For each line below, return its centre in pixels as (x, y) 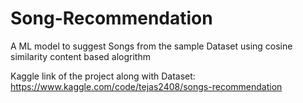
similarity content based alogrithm (80, 56)
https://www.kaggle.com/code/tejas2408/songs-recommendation (146, 86)
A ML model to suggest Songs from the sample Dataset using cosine (151, 46)
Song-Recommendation (111, 18)
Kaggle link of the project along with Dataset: (103, 76)
